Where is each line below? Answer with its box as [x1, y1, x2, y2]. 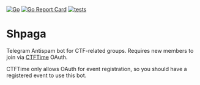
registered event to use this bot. [6, 72, 87, 79]
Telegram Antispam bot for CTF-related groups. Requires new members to [6, 47, 194, 54]
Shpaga [6, 27, 46, 41]
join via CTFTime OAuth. [6, 53, 68, 61]
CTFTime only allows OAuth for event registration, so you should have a [6, 65, 188, 72]
